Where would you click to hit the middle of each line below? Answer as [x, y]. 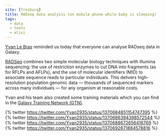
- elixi [18, 33]
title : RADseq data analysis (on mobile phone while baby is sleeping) [81, 14]
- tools [18, 28]
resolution [15, 83]
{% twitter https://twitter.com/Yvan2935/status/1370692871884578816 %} [82, 128]
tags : [11, 19]
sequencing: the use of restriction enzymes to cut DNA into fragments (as [81, 67]
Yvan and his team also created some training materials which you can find [82, 97]
